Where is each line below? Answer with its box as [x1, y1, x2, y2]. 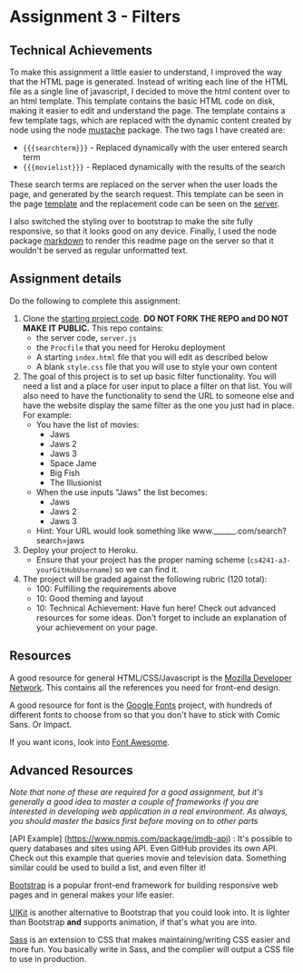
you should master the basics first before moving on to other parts [9, 816, 259, 827]
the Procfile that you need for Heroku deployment [35, 342, 226, 352]
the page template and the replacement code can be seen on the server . [9, 198, 280, 209]
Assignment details [9, 271, 122, 287]
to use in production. [9, 954, 87, 965]
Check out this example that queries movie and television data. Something [9, 852, 288, 864]
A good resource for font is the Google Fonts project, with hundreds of [9, 700, 273, 710]
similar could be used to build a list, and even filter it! [9, 862, 207, 873]
